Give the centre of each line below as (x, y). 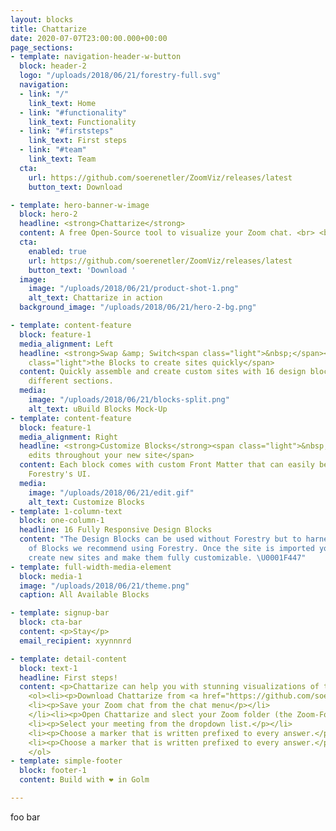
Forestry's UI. (60, 474)
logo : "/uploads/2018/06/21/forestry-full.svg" (120, 76)
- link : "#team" (53, 150)
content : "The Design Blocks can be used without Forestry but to (160, 539)
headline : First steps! (68, 677)
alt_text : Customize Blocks (86, 502)
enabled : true (57, 251)
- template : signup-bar (60, 613)
